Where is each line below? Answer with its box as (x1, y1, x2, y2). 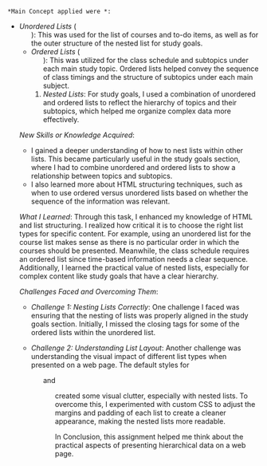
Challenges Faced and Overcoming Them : (18, 287, 159, 296)
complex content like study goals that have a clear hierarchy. (18, 271, 219, 281)
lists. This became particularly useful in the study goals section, (30, 154, 241, 164)
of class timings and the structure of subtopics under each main (42, 73, 253, 81)
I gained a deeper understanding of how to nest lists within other (30, 146, 244, 155)
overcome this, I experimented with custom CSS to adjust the (54, 400, 256, 409)
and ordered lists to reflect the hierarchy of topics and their (42, 98, 237, 107)
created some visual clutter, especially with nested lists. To (54, 391, 249, 401)
